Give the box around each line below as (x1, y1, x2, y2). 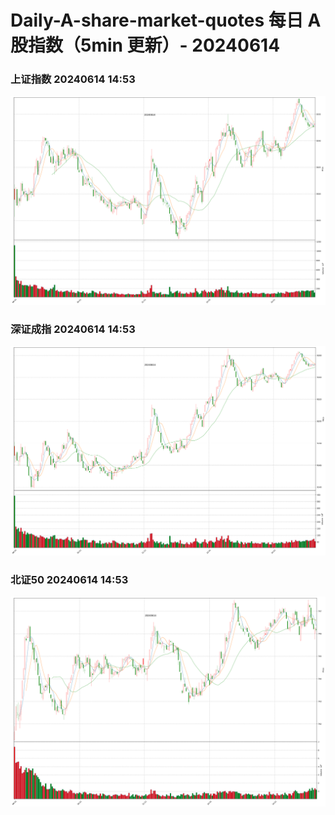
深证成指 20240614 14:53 (10, 322, 136, 336)
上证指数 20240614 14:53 (10, 72, 136, 86)
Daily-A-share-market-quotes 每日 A (10, 9, 322, 32)
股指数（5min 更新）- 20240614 (10, 34, 281, 57)
